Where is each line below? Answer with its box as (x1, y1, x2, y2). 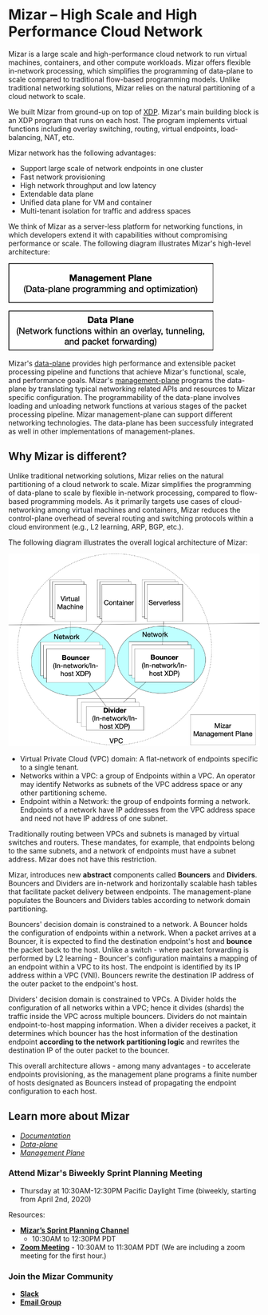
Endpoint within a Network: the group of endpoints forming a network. (19, 796, 251, 805)
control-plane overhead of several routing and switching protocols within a (8, 514, 254, 523)
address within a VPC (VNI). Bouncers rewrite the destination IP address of (8, 970, 254, 980)
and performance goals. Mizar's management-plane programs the (8, 375, 226, 385)
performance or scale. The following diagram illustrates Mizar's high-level (8, 238, 251, 248)
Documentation (19, 1130, 71, 1141)
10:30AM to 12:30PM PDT (31, 1233, 116, 1243)
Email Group (19, 1297, 62, 1307)
